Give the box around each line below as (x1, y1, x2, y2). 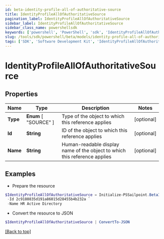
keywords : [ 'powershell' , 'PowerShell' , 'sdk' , (5, 30, 104, 35)
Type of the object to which (61, 113, 124, 119)
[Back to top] (5, 229, 31, 235)
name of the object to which (61, 147, 126, 154)
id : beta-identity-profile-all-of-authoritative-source (5, 7, 121, 12)
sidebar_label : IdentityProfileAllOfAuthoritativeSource (5, 21, 123, 26)
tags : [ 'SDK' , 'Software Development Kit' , (5, 39, 95, 44)
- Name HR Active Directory (7, 201, 62, 206)
